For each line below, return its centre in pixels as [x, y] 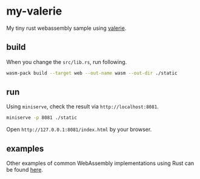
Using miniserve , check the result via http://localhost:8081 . [82, 107]
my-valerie [34, 11]
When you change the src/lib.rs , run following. [67, 61]
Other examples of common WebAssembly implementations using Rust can [100, 163]
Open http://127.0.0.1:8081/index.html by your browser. [79, 130]
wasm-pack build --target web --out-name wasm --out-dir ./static [92, 73]
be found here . [25, 170]
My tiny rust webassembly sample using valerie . [66, 28]
